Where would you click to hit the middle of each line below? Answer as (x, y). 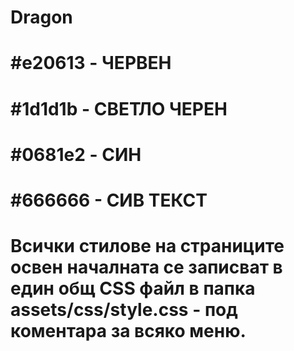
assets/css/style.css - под (124, 310)
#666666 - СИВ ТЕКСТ (109, 200)
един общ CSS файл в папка (133, 288)
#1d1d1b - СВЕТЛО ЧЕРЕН (119, 108)
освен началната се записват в (146, 267)
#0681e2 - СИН (76, 154)
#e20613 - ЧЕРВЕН (91, 63)
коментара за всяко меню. (128, 331)
